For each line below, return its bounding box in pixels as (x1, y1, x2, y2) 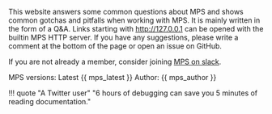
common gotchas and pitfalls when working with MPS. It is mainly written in (8, 15, 261, 25)
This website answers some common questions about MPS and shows (8, 7, 244, 16)
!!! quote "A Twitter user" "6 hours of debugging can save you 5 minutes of (8, 88, 258, 98)
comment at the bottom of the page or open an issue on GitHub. (8, 41, 223, 51)
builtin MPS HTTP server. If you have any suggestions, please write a (8, 32, 239, 42)
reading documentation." (8, 97, 91, 106)
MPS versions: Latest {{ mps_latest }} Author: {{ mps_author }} (8, 73, 217, 82)
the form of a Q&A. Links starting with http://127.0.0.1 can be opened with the (8, 24, 264, 33)
